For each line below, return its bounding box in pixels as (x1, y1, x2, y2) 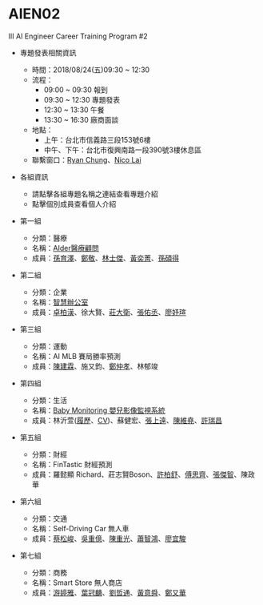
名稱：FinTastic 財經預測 (31, 459, 113, 469)
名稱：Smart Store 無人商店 (31, 578, 122, 587)
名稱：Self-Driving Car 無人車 (31, 523, 130, 533)
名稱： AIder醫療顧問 (31, 243, 100, 252)
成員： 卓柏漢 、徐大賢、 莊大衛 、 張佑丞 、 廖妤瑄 (31, 307, 186, 317)
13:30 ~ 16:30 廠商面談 (43, 115, 119, 124)
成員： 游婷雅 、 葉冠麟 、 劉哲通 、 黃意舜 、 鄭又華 (31, 587, 186, 597)
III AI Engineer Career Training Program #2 (8, 31, 148, 41)
